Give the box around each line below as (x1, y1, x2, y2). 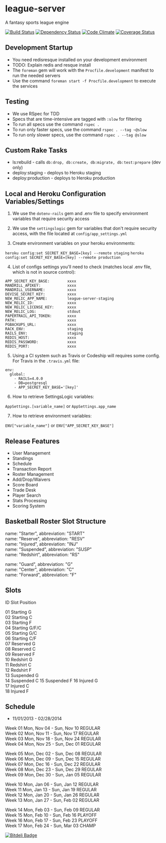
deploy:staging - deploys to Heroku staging (12, 170, 101, 176)
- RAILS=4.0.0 (14, 376, 43, 382)
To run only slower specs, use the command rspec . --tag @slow (12, 132, 147, 138)
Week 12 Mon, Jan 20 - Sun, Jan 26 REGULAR (5, 792, 100, 798)
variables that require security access (12, 216, 90, 222)
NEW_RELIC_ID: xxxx (5, 301, 77, 306)
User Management (12, 450, 51, 456)
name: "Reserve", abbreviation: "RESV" (5, 536, 85, 541)
